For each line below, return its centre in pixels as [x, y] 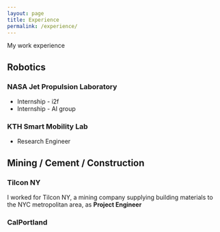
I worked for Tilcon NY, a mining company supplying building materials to [110, 197]
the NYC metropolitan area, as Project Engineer [74, 205]
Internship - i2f [38, 102]
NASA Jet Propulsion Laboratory [62, 86]
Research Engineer [44, 142]
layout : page [26, 13]
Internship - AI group [46, 109]
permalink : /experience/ [42, 26]
